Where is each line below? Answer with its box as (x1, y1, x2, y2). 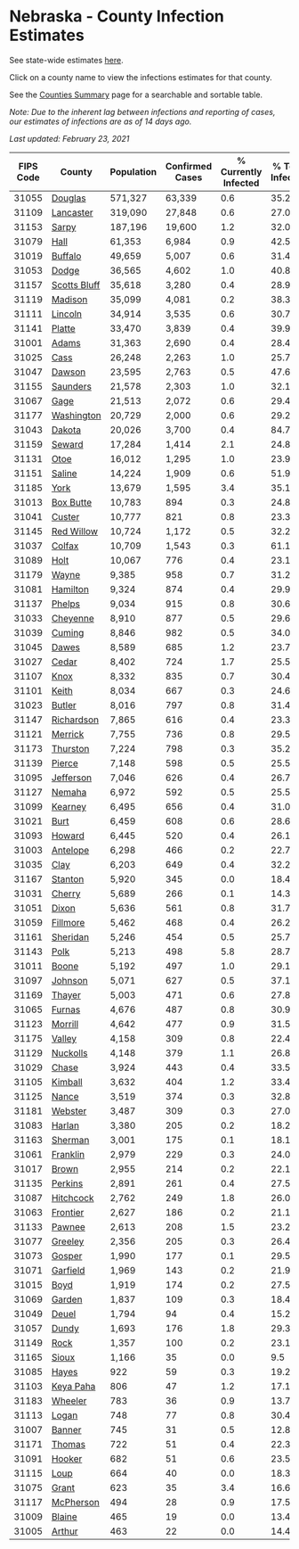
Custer (51, 510, 80, 523)
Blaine (51, 1510, 77, 1522)
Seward (51, 438, 84, 450)
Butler (51, 698, 77, 711)
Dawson (51, 366, 86, 378)
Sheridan (51, 930, 90, 943)
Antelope (51, 844, 90, 856)
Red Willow (51, 524, 99, 537)
